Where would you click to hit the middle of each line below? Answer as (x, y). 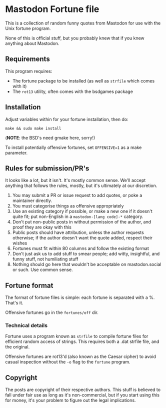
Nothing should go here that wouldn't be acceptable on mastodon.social (87, 264)
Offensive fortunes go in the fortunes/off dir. (52, 312)
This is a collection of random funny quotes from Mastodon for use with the (83, 23)
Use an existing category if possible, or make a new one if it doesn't (82, 211)
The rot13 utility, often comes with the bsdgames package (73, 91)
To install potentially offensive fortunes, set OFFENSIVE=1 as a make (73, 147)
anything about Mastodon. (32, 43)
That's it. (14, 303)
